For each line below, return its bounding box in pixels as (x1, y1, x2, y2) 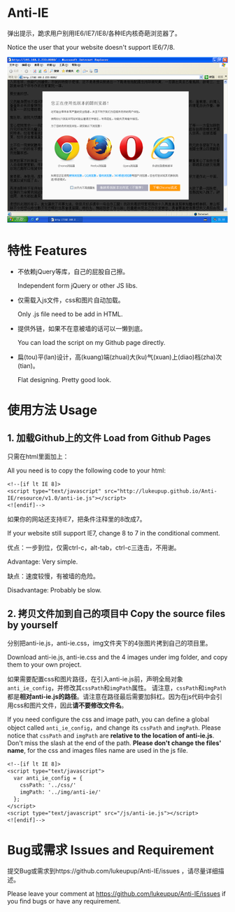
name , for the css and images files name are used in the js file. (7, 746, 188, 754)
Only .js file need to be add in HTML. (17, 310, 123, 318)
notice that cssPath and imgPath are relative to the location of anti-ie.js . (7, 731, 215, 740)
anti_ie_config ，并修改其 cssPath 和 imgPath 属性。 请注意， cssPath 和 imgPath (7, 683, 227, 692)
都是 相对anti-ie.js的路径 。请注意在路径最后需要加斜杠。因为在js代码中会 (7, 692, 217, 700)
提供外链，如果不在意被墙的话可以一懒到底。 (17, 324, 147, 332)
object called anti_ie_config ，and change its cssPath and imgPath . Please (7, 723, 222, 732)
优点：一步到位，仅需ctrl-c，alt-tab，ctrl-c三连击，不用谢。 (7, 543, 180, 552)
